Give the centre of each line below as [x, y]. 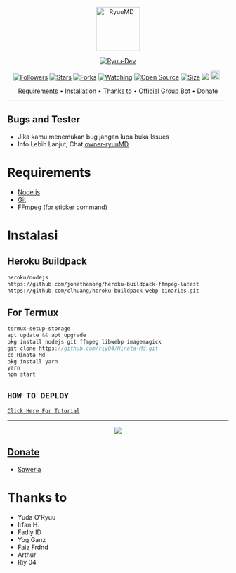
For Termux [33, 312]
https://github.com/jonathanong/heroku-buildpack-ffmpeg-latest [103, 284]
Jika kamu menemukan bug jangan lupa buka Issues [93, 137]
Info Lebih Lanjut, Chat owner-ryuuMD [73, 144]
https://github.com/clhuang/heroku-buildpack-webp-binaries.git [103, 291]
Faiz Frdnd [33, 547]
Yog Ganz [32, 539]
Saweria [29, 469]
